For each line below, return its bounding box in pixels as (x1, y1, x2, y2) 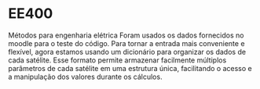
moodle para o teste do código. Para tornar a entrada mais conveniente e (8, 38, 245, 48)
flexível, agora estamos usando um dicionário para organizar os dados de (8, 47, 246, 56)
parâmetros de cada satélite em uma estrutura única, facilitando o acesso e (8, 63, 253, 73)
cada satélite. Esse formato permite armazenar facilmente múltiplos (8, 55, 227, 65)
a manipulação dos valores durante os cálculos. (8, 72, 163, 81)
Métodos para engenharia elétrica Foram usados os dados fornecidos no (8, 30, 244, 40)
